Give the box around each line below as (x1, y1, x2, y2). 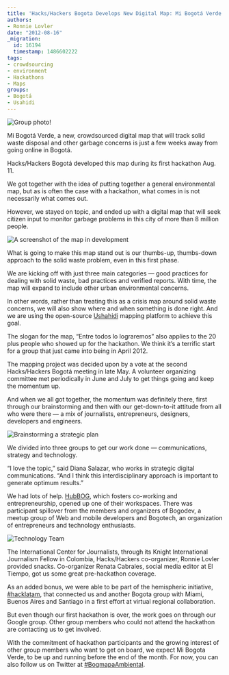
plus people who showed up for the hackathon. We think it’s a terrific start (7, 339, 215, 347)
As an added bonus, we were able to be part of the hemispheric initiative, (7, 582, 213, 591)
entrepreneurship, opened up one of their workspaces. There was (7, 499, 193, 507)
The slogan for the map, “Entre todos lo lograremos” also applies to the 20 (7, 332, 217, 340)
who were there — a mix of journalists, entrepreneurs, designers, (7, 409, 190, 418)
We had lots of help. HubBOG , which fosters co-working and (7, 491, 178, 500)
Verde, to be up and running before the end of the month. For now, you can (7, 652, 219, 661)
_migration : (7, 36, 41, 42)
